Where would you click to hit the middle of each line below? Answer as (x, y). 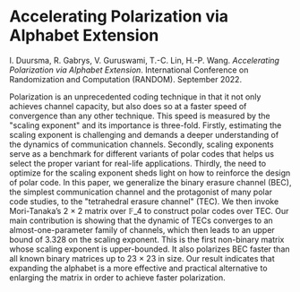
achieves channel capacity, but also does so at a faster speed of (128, 106)
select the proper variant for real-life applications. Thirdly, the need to (138, 163)
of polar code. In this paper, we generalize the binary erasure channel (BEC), (150, 182)
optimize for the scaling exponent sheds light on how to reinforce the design (150, 173)
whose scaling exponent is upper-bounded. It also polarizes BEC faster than (150, 249)
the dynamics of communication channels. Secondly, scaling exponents (142, 144)
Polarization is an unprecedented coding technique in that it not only (135, 97)
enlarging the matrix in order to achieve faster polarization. (117, 277)
